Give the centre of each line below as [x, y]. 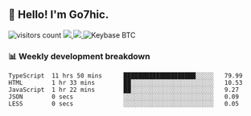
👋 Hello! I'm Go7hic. [59, 15]
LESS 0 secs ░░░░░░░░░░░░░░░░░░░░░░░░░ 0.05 [124, 104]
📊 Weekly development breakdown [79, 56]
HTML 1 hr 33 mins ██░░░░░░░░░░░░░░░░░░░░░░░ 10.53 [125, 83]
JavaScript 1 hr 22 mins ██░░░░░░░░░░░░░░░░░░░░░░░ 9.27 [124, 90]
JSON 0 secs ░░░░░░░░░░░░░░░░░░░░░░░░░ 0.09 [124, 97]
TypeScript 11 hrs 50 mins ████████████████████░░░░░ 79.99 [125, 76]
